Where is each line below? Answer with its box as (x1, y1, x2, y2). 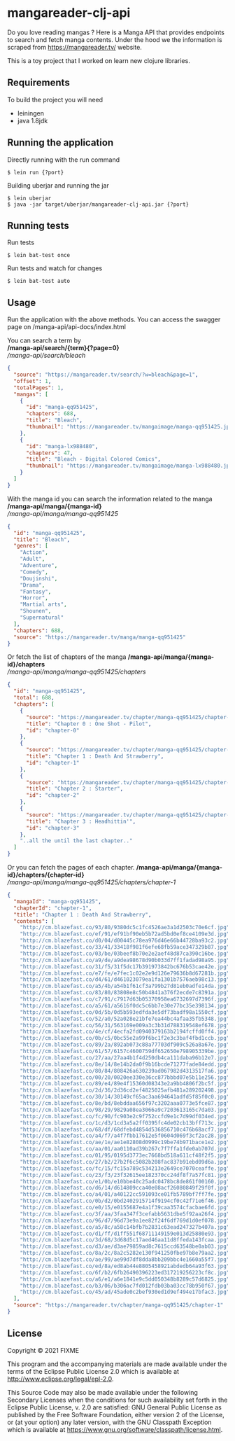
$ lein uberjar (7, 195, 52, 202)
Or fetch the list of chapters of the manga (7, 653, 127, 661)
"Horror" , (20, 594, 49, 601)
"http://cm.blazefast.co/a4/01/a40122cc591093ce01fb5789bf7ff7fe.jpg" (20, 1191, 230, 1198)
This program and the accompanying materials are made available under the (7, 1360, 227, 1368)
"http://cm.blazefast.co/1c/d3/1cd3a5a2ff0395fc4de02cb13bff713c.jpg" (20, 1119, 230, 1127)
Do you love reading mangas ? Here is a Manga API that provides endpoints (7, 28, 225, 36)
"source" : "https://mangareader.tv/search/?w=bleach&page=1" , (13, 371, 199, 379)
